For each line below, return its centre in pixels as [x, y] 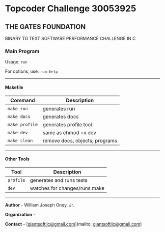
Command [23, 100]
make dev [18, 132]
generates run [59, 109]
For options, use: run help [31, 71]
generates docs [61, 116]
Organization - [20, 214]
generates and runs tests [59, 180]
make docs [19, 116]
